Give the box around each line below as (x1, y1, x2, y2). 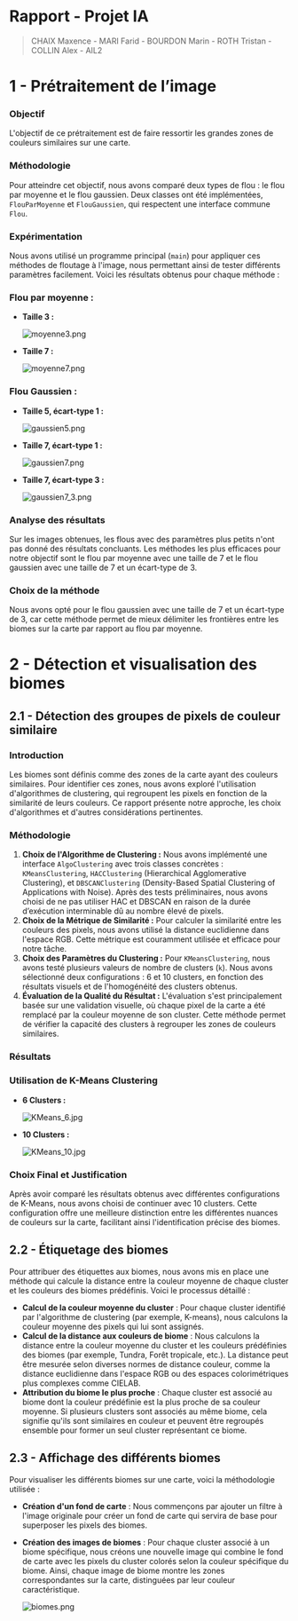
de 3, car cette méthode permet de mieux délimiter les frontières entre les (9, 614, 279, 625)
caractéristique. (21, 1584, 80, 1594)
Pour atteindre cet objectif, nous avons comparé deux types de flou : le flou (9, 179, 286, 190)
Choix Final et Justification (9, 1168, 128, 1181)
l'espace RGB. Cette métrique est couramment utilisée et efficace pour (21, 934, 281, 945)
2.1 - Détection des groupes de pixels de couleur (9, 708, 281, 724)
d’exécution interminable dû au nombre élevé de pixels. (21, 905, 224, 916)
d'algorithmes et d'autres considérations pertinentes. (9, 807, 204, 818)
